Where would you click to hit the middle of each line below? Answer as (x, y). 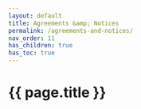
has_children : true (41, 46)
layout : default (35, 16)
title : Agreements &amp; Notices (64, 23)
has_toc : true (32, 53)
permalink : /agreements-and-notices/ (71, 30)
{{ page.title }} (57, 93)
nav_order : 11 (32, 38)
